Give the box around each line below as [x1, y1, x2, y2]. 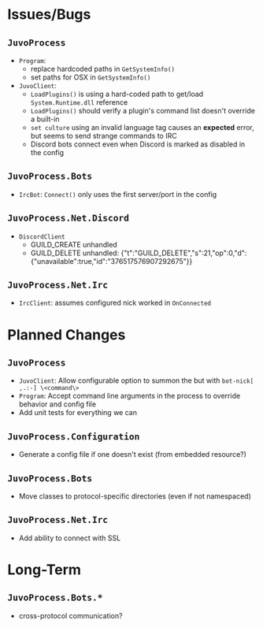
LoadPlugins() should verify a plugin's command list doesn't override [30, 106, 255, 115]
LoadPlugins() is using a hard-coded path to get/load [30, 89, 204, 98]
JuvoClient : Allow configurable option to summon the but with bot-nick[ [18, 376, 254, 385]
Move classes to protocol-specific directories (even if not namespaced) [18, 492, 251, 501]
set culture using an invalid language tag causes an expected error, [30, 123, 255, 132]
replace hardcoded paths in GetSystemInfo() [30, 65, 175, 73]
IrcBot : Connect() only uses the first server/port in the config [18, 189, 217, 198]
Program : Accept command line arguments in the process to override [18, 391, 241, 401]
